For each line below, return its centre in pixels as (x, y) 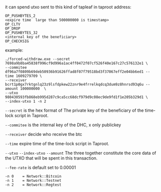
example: (14, 50)
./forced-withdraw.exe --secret (37, 59)
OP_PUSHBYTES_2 (20, 16)
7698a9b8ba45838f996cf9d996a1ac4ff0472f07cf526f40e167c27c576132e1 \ (77, 63)
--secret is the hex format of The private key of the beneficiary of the (74, 110)
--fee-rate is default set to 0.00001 (41, 167)
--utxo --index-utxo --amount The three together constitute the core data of (80, 153)
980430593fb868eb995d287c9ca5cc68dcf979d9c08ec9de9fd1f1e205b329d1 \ (77, 97)
